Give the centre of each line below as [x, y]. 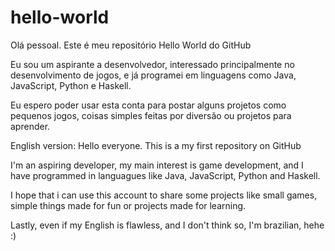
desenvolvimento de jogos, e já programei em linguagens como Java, [153, 75]
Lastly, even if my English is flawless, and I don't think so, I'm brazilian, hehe [167, 225]
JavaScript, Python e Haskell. [71, 85]
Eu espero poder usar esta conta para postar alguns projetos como [148, 105]
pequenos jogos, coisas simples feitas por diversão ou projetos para [151, 115]
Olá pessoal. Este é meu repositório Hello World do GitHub [131, 45]
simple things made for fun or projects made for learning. [128, 205]
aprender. [30, 126]
